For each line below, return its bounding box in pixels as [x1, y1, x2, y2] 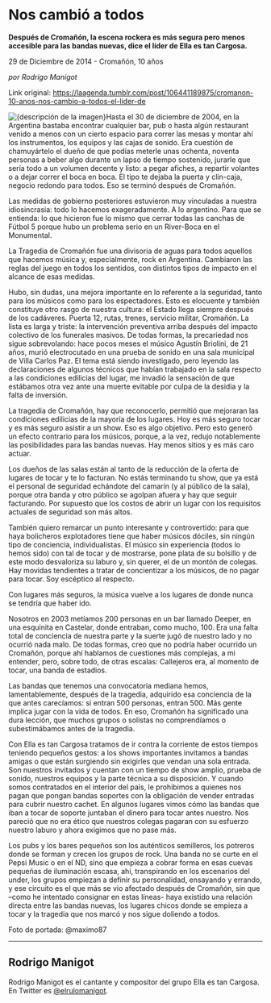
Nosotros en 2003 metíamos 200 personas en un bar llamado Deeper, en [8, 614, 252, 623]
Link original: [8, 87, 51, 98]
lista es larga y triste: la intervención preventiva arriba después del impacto [8, 321, 258, 331]
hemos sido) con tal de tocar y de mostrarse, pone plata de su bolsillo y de [8, 548, 256, 558]
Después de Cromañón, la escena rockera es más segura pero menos [8, 32, 245, 42]
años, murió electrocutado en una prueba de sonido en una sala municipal [8, 347, 256, 356]
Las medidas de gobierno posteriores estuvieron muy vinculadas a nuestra [8, 196, 257, 206]
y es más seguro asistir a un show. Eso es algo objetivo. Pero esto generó [8, 422, 252, 432]
